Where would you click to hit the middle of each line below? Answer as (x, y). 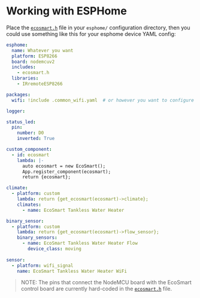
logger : (16, 111)
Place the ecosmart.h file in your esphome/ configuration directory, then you (98, 28)
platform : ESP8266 (35, 56)
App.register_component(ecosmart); (66, 172)
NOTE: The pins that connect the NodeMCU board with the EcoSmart (106, 282)
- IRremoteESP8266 (40, 84)
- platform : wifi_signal (43, 265)
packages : (19, 95)
